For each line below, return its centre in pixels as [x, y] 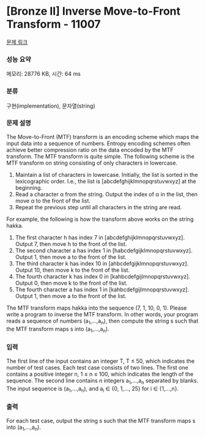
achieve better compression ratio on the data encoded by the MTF [90, 150]
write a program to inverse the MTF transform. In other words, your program [102, 314]
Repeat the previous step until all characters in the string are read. [99, 207]
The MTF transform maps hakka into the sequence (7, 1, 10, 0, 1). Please [97, 308]
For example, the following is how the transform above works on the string [100, 219]
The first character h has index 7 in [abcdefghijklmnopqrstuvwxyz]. [100, 237]
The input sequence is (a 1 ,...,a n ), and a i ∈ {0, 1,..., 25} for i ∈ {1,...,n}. [93, 389]
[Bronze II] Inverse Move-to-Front [93, 11]
